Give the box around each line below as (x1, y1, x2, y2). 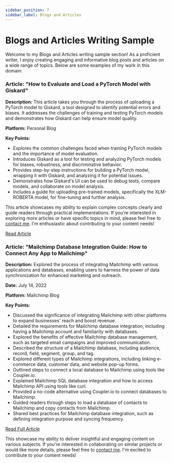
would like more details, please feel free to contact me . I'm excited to (5, 447, 151, 453)
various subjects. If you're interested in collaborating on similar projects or (5, 441, 163, 448)
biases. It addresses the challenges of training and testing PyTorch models (5, 109, 163, 116)
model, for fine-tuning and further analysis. (34, 194, 126, 200)
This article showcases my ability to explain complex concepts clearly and (5, 204, 162, 210)
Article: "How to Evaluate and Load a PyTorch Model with (5, 81, 151, 88)
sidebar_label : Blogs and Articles (5, 12, 82, 17)
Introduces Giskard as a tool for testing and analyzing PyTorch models (12, 156, 162, 162)
